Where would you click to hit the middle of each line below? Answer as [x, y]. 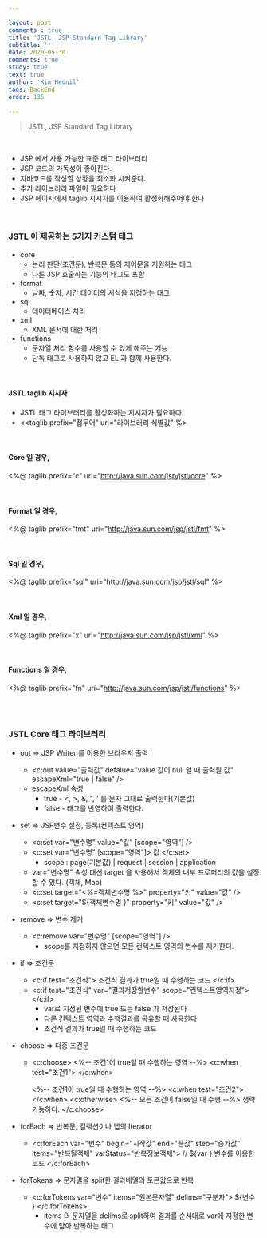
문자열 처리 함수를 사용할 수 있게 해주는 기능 [100, 347]
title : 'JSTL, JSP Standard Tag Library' [78, 38]
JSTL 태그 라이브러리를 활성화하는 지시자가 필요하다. [102, 412]
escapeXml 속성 [57, 788]
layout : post [30, 22]
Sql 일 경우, [26, 563]
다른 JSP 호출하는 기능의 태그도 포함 [88, 274]
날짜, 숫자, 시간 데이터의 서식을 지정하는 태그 [101, 292]
